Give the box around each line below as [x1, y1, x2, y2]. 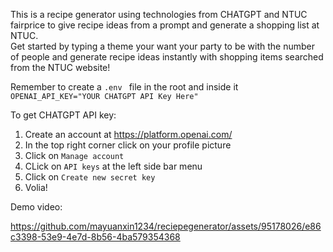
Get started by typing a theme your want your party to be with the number [10, 40, 316, 52]
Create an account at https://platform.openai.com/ [24, 129, 233, 140]
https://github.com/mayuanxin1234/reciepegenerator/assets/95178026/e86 [10, 220, 322, 232]
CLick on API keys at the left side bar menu [24, 160, 203, 172]
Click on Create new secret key [24, 171, 156, 183]
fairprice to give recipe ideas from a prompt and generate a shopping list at [10, 19, 320, 31]
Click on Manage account [24, 150, 125, 161]
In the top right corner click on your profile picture [24, 139, 232, 151]
